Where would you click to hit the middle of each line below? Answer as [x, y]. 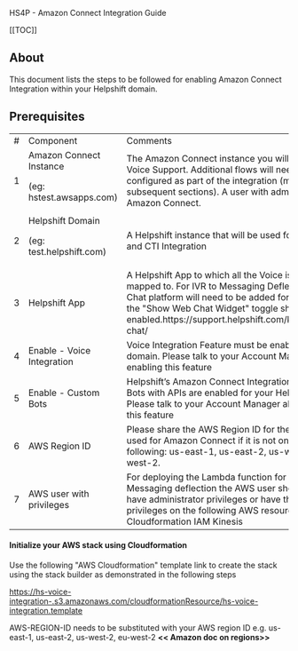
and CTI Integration [166, 246]
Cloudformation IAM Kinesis [185, 521]
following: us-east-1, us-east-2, [196, 451]
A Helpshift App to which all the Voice [205, 274]
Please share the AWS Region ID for [200, 429]
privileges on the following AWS [192, 510]
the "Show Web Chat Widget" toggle [202, 308]
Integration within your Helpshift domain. [83, 89]
